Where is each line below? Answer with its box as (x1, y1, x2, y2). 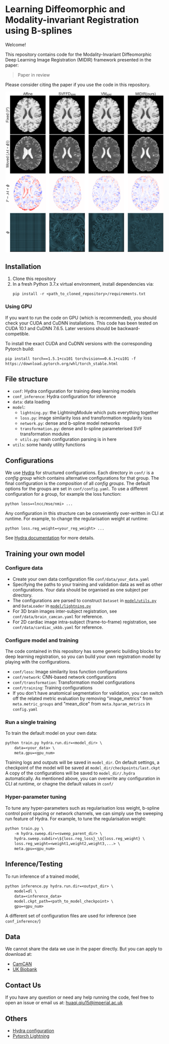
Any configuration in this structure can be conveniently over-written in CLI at (5, 510, 164, 516)
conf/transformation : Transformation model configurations (12, 679, 135, 686)
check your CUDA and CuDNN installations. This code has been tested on (5, 320, 158, 326)
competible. (5, 331, 30, 337)
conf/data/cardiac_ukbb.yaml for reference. (12, 624, 104, 630)
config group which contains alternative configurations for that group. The (5, 475, 159, 481)
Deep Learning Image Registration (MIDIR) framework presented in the (5, 56, 152, 62)
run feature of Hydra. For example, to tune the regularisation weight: (5, 815, 147, 822)
